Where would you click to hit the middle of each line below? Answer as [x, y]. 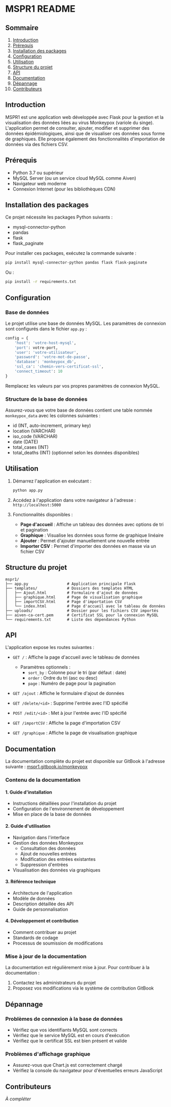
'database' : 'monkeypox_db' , [45, 362]
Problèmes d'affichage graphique [48, 1054]
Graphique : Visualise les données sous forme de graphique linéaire [92, 535]
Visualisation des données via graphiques [56, 870]
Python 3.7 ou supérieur [38, 173]
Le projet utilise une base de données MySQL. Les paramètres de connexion [86, 323]
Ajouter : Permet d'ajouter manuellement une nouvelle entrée [85, 540]
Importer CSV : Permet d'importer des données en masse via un [88, 546]
